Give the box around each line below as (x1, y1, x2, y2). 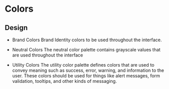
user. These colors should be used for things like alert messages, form (12, 73, 160, 79)
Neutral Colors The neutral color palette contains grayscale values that (12, 47, 161, 52)
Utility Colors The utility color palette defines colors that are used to (12, 62, 155, 68)
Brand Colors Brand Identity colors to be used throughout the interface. (12, 37, 162, 43)
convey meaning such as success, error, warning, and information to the (12, 67, 164, 73)
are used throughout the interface (12, 52, 83, 58)
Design (5, 23, 28, 32)
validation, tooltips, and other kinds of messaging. (12, 78, 117, 84)
